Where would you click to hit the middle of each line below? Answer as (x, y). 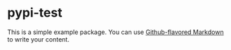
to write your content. (39, 39)
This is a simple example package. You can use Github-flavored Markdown (115, 32)
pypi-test (35, 13)
